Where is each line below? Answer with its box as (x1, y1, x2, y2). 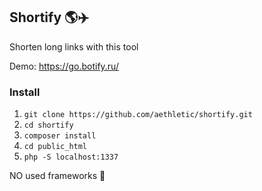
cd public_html (23, 142, 88, 152)
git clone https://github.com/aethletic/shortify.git (23, 110, 253, 120)
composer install (23, 131, 97, 141)
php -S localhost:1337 (23, 152, 119, 163)
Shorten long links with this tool (9, 40, 139, 53)
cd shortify (23, 120, 74, 131)
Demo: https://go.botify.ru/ (9, 60, 119, 72)
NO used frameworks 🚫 (9, 170, 106, 182)
